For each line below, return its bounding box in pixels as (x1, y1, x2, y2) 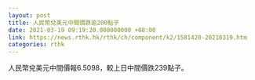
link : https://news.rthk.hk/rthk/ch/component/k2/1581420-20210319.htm (8, 33, 247, 42)
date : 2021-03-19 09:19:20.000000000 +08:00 (8, 26, 156, 34)
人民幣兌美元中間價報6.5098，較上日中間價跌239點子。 (8, 64, 188, 73)
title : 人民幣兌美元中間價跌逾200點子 (8, 19, 120, 27)
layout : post (8, 11, 51, 20)
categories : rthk (8, 41, 65, 49)
